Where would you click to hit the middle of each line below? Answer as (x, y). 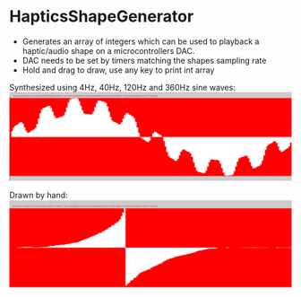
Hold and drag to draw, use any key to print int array (118, 70)
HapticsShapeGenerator (102, 17)
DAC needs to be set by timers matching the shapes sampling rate (144, 60)
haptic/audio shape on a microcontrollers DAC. (108, 50)
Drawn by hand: (39, 196)
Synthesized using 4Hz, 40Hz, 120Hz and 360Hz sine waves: (122, 87)
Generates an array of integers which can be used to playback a (141, 41)
